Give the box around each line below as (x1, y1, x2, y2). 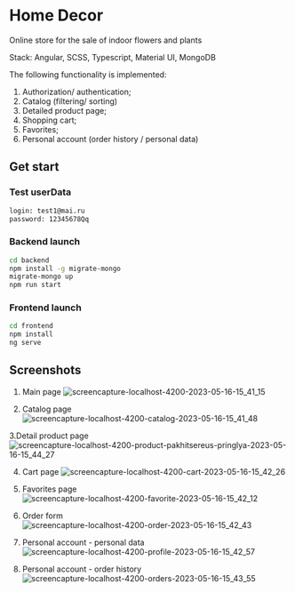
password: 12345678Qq (9, 214, 90, 223)
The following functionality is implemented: (9, 68, 167, 80)
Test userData (9, 186, 72, 198)
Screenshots (9, 363, 82, 378)
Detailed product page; (21, 105, 107, 116)
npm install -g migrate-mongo (9, 264, 122, 273)
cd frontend (9, 322, 53, 331)
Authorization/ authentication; (21, 86, 132, 97)
